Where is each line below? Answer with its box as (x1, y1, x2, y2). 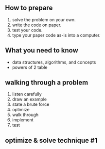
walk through (12, 112, 39, 118)
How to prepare (5, 4, 53, 12)
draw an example (12, 97, 47, 102)
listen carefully (12, 91, 42, 97)
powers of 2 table (12, 64, 48, 70)
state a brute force (12, 101, 50, 107)
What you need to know (5, 46, 79, 55)
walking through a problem (5, 79, 88, 87)
